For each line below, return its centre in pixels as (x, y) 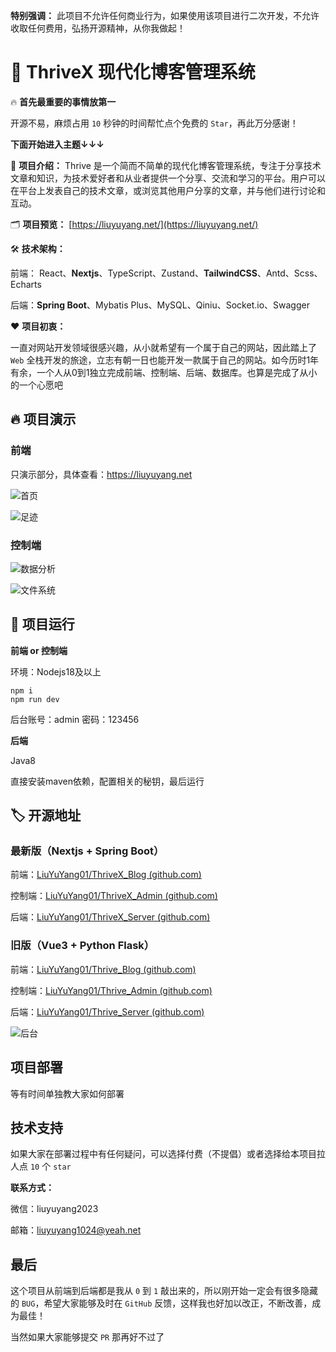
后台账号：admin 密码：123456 (75, 719)
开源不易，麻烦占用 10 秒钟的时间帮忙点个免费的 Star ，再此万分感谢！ (154, 123)
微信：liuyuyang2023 (54, 1209)
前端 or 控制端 (39, 650)
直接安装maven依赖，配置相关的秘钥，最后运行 (107, 781)
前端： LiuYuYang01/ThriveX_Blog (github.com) (106, 875)
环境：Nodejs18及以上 (56, 671)
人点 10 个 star (41, 1166)
